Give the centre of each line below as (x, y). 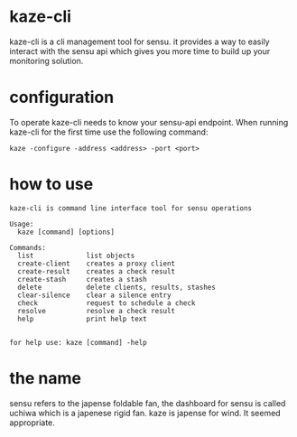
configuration (62, 98)
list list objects (76, 256)
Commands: (28, 247)
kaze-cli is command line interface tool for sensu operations (131, 208)
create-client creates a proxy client (97, 264)
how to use (51, 185)
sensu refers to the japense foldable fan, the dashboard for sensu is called (148, 403)
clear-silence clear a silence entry (94, 295)
